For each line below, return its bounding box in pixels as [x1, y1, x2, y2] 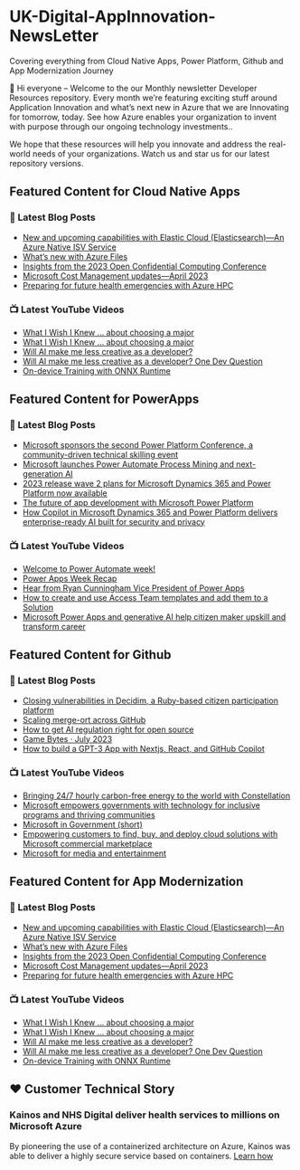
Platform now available [22, 487, 108, 499]
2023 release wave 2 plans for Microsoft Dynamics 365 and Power [22, 478, 272, 489]
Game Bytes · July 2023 [22, 733, 113, 744]
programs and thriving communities [22, 809, 155, 820]
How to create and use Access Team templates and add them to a [22, 592, 268, 603]
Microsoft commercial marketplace [22, 838, 153, 849]
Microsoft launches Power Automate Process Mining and [22, 459, 235, 470]
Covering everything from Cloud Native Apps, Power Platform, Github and [9, 55, 284, 66]
